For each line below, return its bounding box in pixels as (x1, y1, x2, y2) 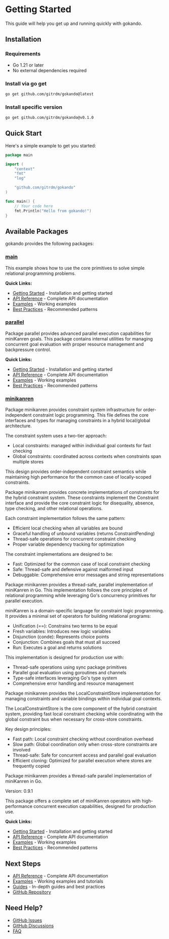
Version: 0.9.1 (5, 788, 33, 794)
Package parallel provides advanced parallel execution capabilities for (5, 330, 151, 336)
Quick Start (5, 129, 42, 138)
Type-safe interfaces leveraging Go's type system (12, 675, 117, 681)
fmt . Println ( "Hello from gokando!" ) (14, 208, 92, 213)
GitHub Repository (12, 889, 52, 895)
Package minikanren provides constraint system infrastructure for (5, 406, 142, 413)
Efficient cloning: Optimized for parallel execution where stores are (12, 758, 152, 764)
